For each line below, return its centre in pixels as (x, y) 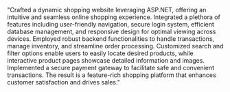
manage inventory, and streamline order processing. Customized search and (115, 46)
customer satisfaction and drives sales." (64, 82)
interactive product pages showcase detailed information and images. (106, 60)
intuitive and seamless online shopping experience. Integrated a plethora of (114, 17)
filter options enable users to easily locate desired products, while (100, 53)
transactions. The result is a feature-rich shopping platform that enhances (112, 75)
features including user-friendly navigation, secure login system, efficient (111, 24)
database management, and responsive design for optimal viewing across (112, 31)
